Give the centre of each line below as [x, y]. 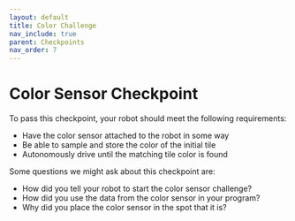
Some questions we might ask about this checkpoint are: [112, 171]
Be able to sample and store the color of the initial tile [119, 145]
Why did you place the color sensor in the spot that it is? [124, 208]
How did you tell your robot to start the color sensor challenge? [137, 189]
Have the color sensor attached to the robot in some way [125, 136]
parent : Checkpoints [47, 42]
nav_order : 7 [33, 50]
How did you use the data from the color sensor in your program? [141, 198]
